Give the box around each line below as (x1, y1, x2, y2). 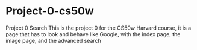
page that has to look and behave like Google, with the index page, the (5, 30, 181, 37)
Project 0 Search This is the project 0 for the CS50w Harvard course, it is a (5, 24, 192, 31)
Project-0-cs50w (5, 4, 94, 18)
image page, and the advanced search (5, 37, 102, 44)
